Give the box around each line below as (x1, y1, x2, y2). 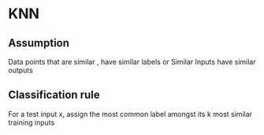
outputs (8, 66, 33, 75)
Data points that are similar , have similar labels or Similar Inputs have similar (8, 57, 256, 66)
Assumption (8, 36, 69, 50)
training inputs (8, 118, 55, 127)
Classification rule (8, 88, 100, 102)
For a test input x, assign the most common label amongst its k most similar (8, 109, 253, 118)
